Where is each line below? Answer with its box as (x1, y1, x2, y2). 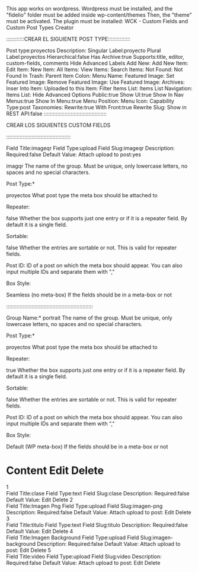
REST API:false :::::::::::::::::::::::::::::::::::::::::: (6, 110, 107, 117)
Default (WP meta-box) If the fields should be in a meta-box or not (6, 443, 168, 450)
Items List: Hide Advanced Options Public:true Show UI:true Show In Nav (6, 91, 184, 98)
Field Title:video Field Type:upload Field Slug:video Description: (6, 552, 162, 560)
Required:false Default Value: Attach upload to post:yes (6, 151, 141, 158)
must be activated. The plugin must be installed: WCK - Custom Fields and (6, 18, 189, 24)
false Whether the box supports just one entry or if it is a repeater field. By (6, 215, 188, 222)
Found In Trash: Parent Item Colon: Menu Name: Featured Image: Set (6, 72, 175, 79)
